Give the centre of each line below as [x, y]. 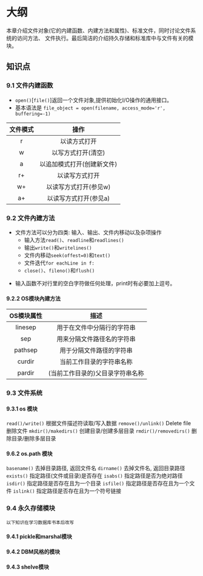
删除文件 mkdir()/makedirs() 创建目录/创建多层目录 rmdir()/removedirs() [98, 431]
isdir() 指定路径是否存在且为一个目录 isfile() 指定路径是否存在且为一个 [98, 484]
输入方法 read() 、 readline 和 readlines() [74, 240]
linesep [26, 327]
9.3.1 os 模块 [22, 409]
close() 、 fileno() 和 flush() [59, 270]
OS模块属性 [26, 316]
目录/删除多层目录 [34, 439]
